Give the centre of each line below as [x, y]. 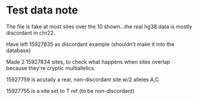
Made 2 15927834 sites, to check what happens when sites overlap [88, 62]
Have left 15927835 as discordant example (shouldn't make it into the [90, 44]
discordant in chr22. [31, 32]
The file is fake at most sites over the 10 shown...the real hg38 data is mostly [99, 26]
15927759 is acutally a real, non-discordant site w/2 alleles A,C [83, 79]
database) [19, 50]
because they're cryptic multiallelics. [51, 68]
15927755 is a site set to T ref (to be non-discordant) [70, 91]
